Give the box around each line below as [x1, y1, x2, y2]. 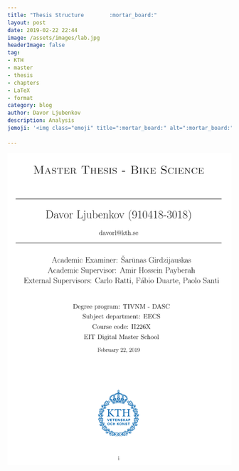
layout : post [7, 19, 46, 26]
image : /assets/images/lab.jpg [7, 34, 100, 41]
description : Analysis [7, 117, 75, 124]
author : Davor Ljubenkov [7, 109, 81, 117]
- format [7, 94, 33, 101]
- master [7, 64, 33, 71]
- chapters [7, 79, 40, 86]
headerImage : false [7, 41, 65, 49]
